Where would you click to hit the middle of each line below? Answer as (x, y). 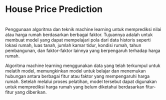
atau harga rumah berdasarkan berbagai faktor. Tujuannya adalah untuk (79, 35)
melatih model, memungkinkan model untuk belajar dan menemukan (75, 71)
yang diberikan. (31, 92)
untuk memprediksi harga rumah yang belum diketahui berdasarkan (75, 87)
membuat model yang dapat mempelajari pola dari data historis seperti (78, 40)
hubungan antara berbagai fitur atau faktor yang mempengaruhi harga (77, 76)
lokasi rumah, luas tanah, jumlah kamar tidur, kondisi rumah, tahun (73, 45)
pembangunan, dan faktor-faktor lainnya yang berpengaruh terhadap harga (83, 50)
